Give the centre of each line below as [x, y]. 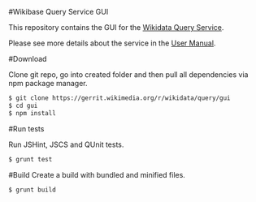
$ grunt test [30, 159]
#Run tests [26, 128]
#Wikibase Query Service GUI [59, 12]
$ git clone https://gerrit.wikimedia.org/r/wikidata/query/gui [119, 98]
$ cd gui [23, 105]
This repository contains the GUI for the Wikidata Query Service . [116, 27]
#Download [28, 59]
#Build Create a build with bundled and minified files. [97, 174]
